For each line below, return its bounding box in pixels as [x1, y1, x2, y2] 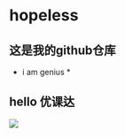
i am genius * [21, 67, 71, 77]
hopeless [9, 5, 79, 26]
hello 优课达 [9, 95, 75, 110]
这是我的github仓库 [9, 42, 117, 57]
